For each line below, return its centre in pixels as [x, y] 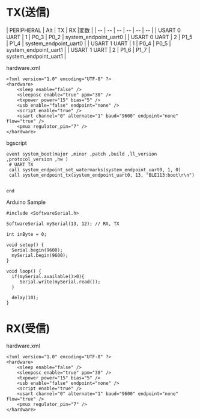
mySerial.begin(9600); [40, 255]
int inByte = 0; [26, 234]
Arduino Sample [26, 202]
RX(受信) [28, 329]
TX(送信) [28, 12]
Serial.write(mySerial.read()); [60, 282]
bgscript [17, 143]
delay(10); [25, 297]
